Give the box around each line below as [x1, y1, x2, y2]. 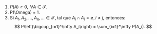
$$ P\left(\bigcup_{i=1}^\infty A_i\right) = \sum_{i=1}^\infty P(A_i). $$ [14, 23, 152, 29]
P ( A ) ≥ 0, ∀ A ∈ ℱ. [9, 4, 48, 10]
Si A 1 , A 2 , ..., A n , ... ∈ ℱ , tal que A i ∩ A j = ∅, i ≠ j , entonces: [9, 15, 126, 22]
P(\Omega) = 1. [9, 9, 40, 15]
